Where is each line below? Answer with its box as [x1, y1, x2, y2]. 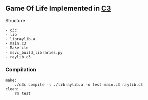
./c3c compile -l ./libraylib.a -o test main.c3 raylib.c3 [14, 82, 143, 87]
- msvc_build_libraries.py [5, 49, 63, 55]
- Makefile [5, 45, 29, 51]
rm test [14, 91, 31, 96]
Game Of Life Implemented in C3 [5, 4, 111, 13]
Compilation [5, 66, 37, 73]
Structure [5, 17, 26, 23]
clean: [5, 87, 19, 92]
